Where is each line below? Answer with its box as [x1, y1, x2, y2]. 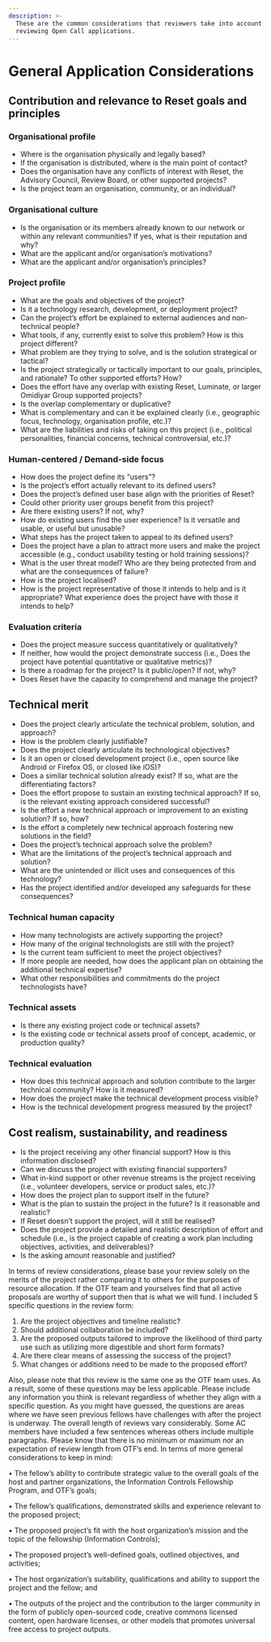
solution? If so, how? [19, 814, 89, 823]
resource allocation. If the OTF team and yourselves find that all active [8, 1283, 243, 1293]
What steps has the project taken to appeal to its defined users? [19, 532, 233, 542]
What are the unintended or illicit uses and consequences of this [19, 866, 235, 875]
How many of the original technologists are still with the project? [19, 939, 235, 948]
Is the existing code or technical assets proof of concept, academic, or [19, 1028, 256, 1038]
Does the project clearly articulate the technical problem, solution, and [19, 719, 255, 729]
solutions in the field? [19, 832, 91, 841]
